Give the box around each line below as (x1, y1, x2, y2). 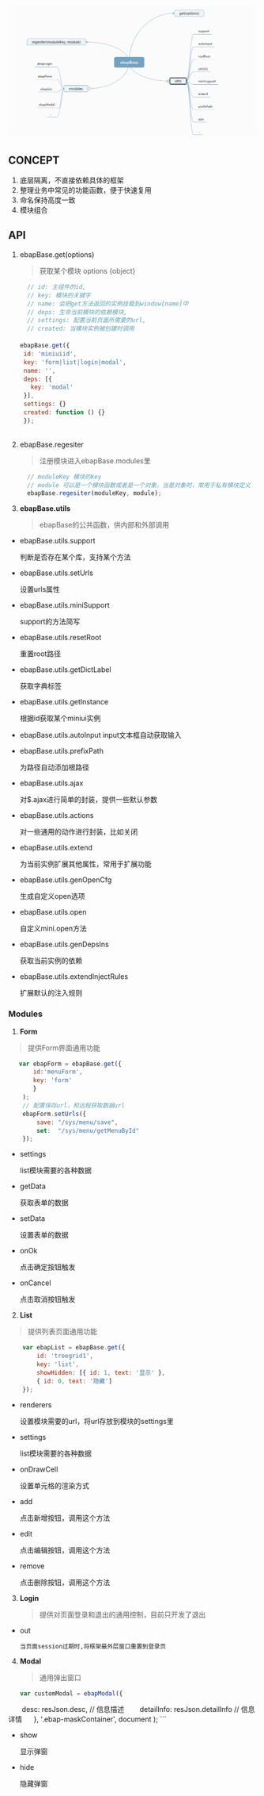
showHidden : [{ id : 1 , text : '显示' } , (36, 1368, 166, 1376)
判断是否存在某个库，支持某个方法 (19, 552, 131, 562)
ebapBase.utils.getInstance (19, 697, 109, 707)
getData (19, 1181, 46, 1192)
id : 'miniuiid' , (23, 350, 77, 358)
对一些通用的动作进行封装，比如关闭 (19, 827, 138, 837)
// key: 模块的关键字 (27, 291, 91, 299)
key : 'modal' (30, 383, 74, 391)
